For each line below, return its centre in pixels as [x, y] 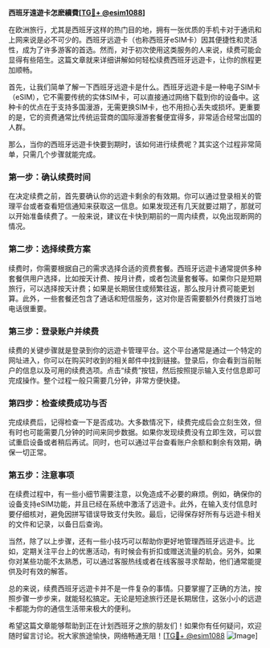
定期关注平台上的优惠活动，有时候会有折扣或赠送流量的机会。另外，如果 [142, 552]
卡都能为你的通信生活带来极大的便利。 [72, 609]
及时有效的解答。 [43, 572]
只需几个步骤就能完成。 [61, 154]
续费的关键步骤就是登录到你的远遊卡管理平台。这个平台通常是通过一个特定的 [135, 350]
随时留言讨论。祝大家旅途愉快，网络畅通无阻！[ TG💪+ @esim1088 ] [133, 636]
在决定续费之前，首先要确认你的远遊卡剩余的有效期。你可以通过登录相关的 [131, 196]
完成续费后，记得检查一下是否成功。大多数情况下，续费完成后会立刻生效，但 [135, 422]
